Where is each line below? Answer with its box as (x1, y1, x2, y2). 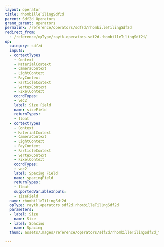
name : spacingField (14, 176, 54, 180)
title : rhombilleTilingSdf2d (5, 12, 64, 17)
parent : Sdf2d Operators (5, 16, 56, 21)
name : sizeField (14, 107, 47, 112)
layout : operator (5, 7, 41, 12)
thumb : (9, 230, 23, 235)
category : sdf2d (9, 44, 42, 48)
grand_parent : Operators (5, 21, 56, 26)
